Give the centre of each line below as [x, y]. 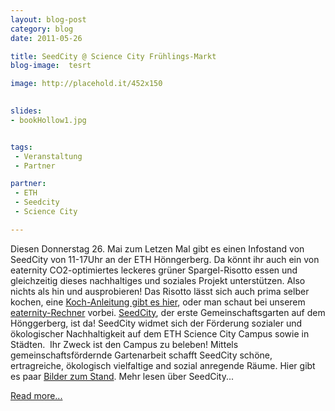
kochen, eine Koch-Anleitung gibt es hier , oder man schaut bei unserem [158, 302]
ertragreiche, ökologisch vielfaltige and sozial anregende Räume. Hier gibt [163, 365]
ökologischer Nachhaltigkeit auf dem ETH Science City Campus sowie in [160, 333]
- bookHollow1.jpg [48, 120]
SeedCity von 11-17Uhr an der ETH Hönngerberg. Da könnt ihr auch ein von [165, 259]
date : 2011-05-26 [46, 38]
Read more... [36, 395]
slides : [26, 111]
